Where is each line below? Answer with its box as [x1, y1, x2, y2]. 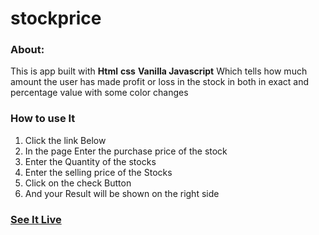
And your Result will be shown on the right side [24, 187, 220, 199]
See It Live [10, 212, 62, 226]
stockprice [10, 7, 102, 30]
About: [10, 43, 45, 57]
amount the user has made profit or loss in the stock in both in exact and [10, 76, 309, 88]
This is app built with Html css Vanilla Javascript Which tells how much [10, 65, 308, 77]
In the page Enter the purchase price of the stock [24, 145, 228, 157]
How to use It [10, 112, 76, 126]
